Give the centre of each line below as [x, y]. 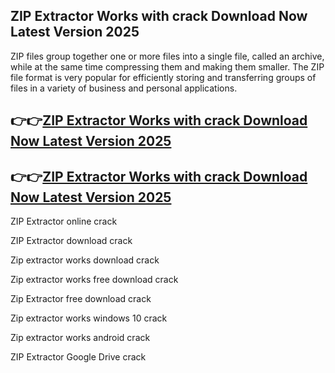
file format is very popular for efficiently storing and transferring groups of [163, 77]
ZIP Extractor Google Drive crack [78, 357]
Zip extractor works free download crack [94, 280]
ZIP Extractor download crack [71, 241]
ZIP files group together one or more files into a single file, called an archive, [167, 56]
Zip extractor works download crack [85, 260]
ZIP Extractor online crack [64, 221]
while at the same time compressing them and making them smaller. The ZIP [167, 66]
